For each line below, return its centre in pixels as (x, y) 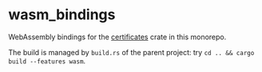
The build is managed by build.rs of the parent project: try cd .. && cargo (131, 52)
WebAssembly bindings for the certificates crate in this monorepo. (117, 37)
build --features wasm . (47, 61)
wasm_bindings (62, 15)
